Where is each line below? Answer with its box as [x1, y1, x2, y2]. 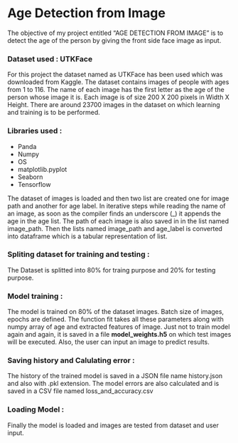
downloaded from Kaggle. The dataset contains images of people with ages [7, 78, 229, 86]
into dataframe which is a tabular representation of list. [7, 232, 168, 240]
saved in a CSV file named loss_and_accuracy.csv [7, 387, 154, 395]
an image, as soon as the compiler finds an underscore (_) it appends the [7, 209, 222, 218]
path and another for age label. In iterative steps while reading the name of [7, 201, 226, 210]
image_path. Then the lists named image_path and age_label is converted [7, 224, 222, 233]
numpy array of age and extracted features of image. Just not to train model [7, 322, 230, 331]
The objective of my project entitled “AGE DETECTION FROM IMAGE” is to [7, 29, 224, 37]
